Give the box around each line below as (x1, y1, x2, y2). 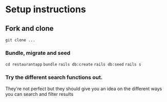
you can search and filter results (5, 91, 74, 97)
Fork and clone (5, 24, 54, 33)
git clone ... (5, 37, 36, 43)
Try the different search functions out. (5, 74, 103, 81)
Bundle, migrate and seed (5, 49, 71, 56)
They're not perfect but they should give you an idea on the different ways (5, 86, 162, 92)
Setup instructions (5, 4, 86, 15)
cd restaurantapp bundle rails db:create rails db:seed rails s (5, 62, 141, 67)
